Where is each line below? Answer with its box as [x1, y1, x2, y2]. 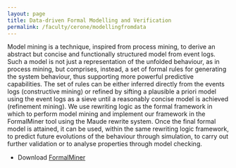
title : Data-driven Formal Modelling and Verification [7, 17, 172, 24]
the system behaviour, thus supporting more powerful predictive [7, 72, 194, 81]
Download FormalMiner [17, 153, 86, 162]
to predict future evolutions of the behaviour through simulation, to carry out [7, 132, 229, 141]
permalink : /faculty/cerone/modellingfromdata [7, 23, 147, 30]
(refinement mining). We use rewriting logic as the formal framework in [7, 103, 213, 111]
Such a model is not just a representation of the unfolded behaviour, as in [7, 58, 220, 66]
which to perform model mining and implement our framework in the [7, 110, 206, 118]
